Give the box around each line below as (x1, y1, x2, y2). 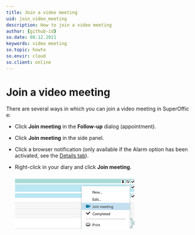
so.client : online (6, 59, 51, 65)
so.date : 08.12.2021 (6, 34, 57, 41)
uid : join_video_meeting (6, 15, 67, 22)
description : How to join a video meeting (6, 22, 112, 28)
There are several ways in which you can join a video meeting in (6, 105, 162, 112)
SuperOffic (163, 105, 190, 112)
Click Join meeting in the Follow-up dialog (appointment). (14, 123, 157, 130)
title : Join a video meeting (6, 9, 78, 15)
